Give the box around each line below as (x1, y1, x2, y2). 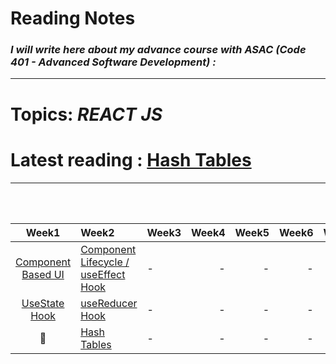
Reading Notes (10, 7, 136, 30)
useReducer (80, 296, 138, 310)
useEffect (80, 267, 126, 281)
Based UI (21, 267, 65, 281)
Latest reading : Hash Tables (10, 148, 252, 171)
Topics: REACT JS (10, 103, 163, 126)
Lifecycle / (80, 255, 130, 269)
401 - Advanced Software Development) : (10, 55, 217, 69)
